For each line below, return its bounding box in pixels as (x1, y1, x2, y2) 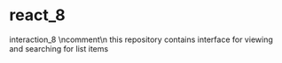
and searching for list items (9, 43, 109, 53)
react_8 (9, 5, 66, 25)
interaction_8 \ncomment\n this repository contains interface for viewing (9, 34, 273, 45)
